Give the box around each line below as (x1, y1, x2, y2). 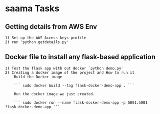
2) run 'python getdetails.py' (5, 40, 69, 45)
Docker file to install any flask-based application (5, 53, 156, 61)
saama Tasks (5, 3, 60, 14)
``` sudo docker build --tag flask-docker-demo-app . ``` (14, 83, 135, 88)
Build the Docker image (14, 74, 63, 79)
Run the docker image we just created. (14, 91, 95, 96)
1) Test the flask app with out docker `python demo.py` (5, 66, 124, 71)
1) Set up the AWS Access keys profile (5, 35, 87, 40)
